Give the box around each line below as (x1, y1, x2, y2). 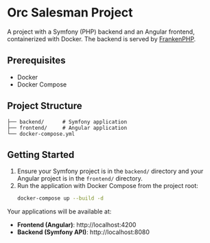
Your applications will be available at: (7, 207, 112, 216)
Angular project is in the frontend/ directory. (16, 174, 143, 183)
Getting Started (7, 149, 75, 161)
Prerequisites (7, 55, 66, 67)
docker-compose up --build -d (16, 195, 104, 202)
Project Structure (7, 100, 82, 112)
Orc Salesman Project (7, 5, 133, 21)
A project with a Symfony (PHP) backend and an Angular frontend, (7, 27, 195, 36)
